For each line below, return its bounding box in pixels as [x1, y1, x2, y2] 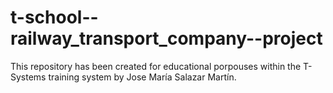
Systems [10, 71, 47, 83]
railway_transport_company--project [10, 27, 323, 50]
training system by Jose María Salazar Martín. [48, 71, 237, 83]
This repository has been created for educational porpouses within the [10, 60, 302, 72]
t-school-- [10, 6, 99, 29]
